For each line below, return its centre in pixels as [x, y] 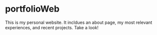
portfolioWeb [32, 9]
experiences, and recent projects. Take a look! [52, 27]
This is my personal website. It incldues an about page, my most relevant [79, 22]
